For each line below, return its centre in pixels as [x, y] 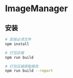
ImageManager [36, 9]
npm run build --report [29, 71]
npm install [17, 44]
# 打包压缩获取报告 [22, 66]
